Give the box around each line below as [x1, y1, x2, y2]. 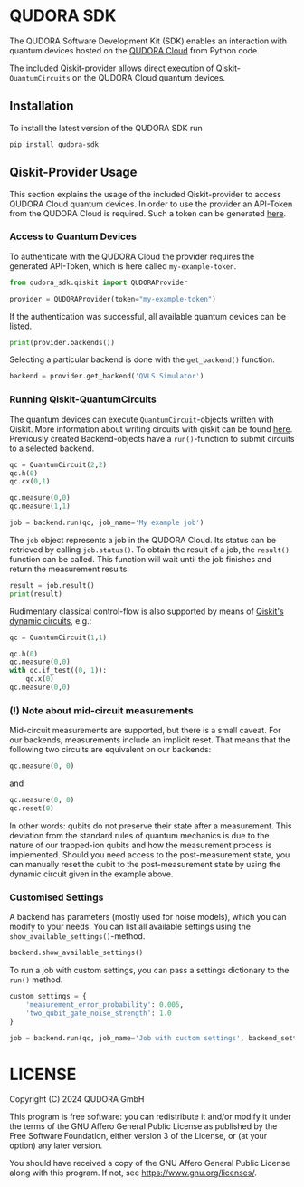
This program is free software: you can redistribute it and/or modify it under [9, 1111, 291, 1123]
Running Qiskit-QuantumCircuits [9, 393, 157, 406]
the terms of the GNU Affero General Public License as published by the [9, 1121, 278, 1132]
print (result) [9, 589, 63, 598]
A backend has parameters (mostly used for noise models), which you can [9, 912, 287, 923]
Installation [9, 99, 74, 114]
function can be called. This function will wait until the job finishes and [9, 553, 271, 564]
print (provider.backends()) [9, 338, 116, 347]
